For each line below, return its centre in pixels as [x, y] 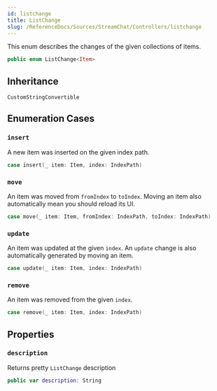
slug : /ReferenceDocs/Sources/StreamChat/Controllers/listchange [104, 27]
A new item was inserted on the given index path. [78, 152]
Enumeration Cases [51, 119]
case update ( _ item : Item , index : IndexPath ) [75, 269]
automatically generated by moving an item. [71, 255]
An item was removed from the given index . [70, 300]
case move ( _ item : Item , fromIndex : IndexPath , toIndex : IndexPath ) [109, 216]
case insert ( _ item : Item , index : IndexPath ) [75, 165]
